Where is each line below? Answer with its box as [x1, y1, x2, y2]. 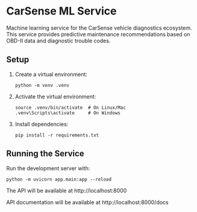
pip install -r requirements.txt [14, 132, 99, 138]
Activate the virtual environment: [14, 92, 96, 100]
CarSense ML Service [6, 4, 117, 18]
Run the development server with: [6, 164, 90, 172]
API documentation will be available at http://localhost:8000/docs [6, 198, 169, 206]
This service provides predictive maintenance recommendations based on [6, 30, 191, 37]
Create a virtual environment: [14, 71, 87, 78]
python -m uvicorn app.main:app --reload [6, 176, 112, 182]
